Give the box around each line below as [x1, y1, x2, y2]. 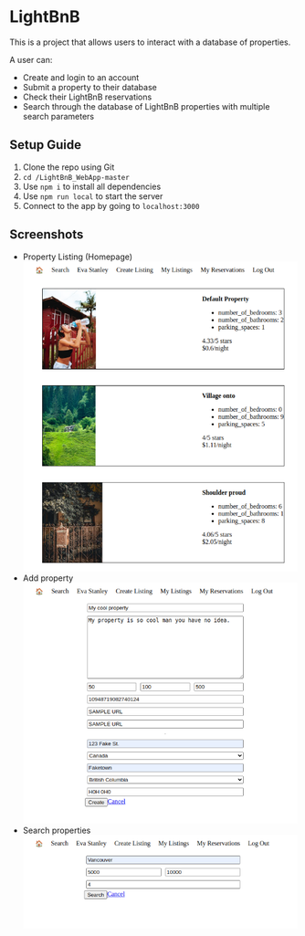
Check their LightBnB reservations [22, 91, 152, 102]
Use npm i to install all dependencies [22, 181, 162, 192]
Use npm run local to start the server [22, 190, 163, 202]
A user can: [9, 54, 53, 65]
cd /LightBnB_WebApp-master [22, 173, 130, 182]
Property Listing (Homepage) [22, 251, 133, 262]
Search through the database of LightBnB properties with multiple [22, 100, 270, 111]
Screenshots [9, 226, 84, 243]
